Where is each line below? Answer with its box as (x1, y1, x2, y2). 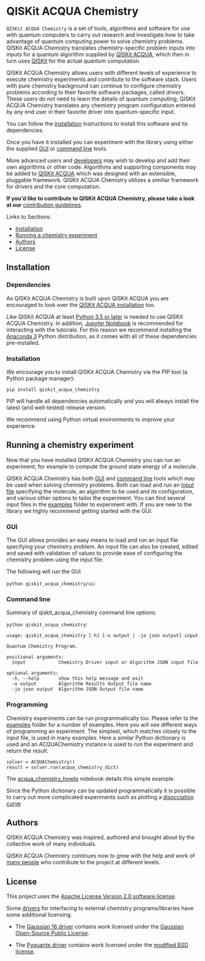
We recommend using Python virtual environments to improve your (6, 416, 176, 423)
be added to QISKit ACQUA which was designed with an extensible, (6, 170, 177, 177)
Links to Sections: (6, 213, 51, 220)
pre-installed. (6, 339, 40, 346)
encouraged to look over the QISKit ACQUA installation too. (6, 301, 156, 308)
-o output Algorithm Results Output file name (12, 681, 152, 687)
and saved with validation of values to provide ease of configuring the (6, 550, 182, 557)
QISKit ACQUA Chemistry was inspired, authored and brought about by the (6, 834, 195, 841)
